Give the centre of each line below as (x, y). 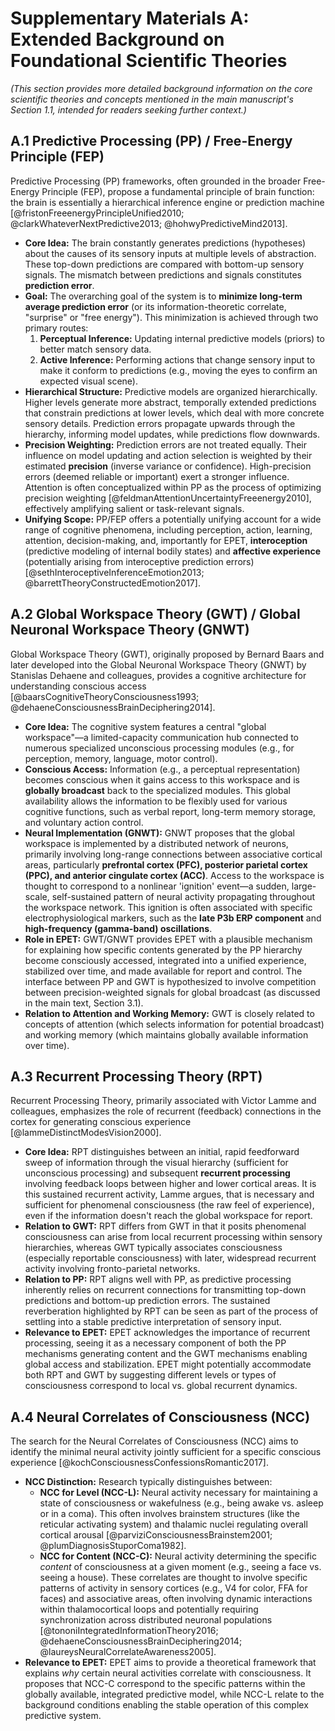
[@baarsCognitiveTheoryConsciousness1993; (105, 696)
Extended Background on (117, 39)
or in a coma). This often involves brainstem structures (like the (169, 1514)
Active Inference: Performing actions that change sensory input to (177, 359)
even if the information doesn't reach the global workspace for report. (168, 1216)
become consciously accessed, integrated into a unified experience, (165, 960)
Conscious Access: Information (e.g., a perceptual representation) (162, 769)
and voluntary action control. (84, 822)
